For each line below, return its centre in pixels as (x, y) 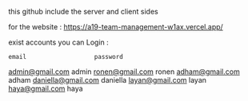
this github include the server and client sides (83, 12)
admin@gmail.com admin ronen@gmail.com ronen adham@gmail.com (124, 72)
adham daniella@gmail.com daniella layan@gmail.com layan (107, 80)
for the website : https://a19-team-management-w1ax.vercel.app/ (116, 27)
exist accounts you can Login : (59, 42)
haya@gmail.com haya (46, 88)
